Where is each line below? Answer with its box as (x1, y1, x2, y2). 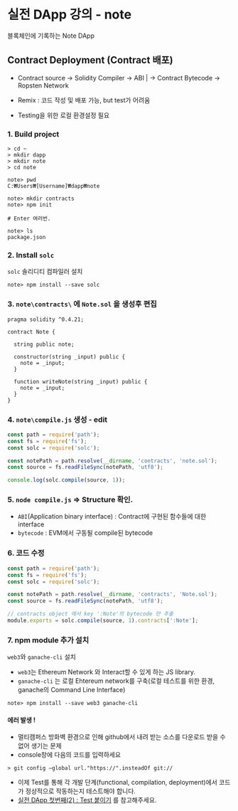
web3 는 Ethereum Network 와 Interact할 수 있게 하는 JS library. (17, 668, 195, 677)
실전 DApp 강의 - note (7, 6, 132, 23)
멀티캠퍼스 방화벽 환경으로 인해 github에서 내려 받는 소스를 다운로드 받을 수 (17, 733, 226, 741)
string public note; (13, 341, 75, 348)
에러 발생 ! (7, 716, 36, 724)
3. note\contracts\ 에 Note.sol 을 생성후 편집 (7, 300, 158, 309)
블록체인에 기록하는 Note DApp (7, 31, 94, 40)
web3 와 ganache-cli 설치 (7, 652, 76, 662)
